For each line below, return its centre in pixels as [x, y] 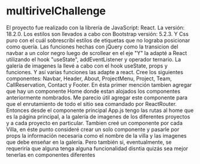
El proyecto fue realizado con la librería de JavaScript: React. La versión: [96, 28]
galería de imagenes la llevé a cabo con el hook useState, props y [87, 66]
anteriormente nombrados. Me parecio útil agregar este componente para [97, 98]
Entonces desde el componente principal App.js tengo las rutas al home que [100, 110]
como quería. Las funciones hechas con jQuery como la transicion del [92, 47]
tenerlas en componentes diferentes [51, 154]
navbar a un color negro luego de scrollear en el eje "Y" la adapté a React [97, 53]
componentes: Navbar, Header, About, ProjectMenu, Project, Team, [89, 78]
